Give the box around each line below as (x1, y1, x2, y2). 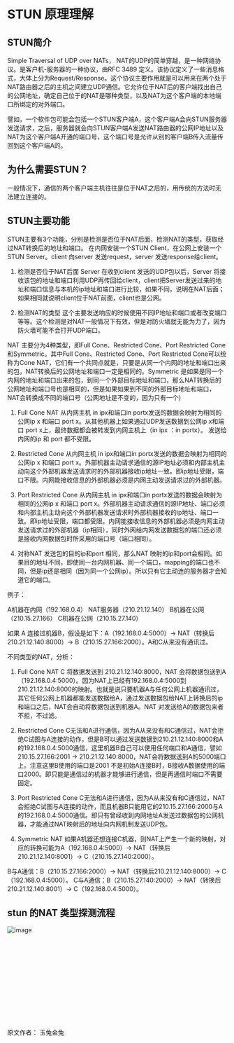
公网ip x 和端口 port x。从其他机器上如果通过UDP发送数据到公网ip (17, 417, 207, 425)
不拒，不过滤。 (17, 711, 61, 719)
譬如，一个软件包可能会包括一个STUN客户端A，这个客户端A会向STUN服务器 (7, 115, 228, 123)
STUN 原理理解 (7, 6, 94, 22)
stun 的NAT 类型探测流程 (7, 907, 115, 919)
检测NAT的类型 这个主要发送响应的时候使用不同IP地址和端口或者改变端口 (17, 308, 227, 317)
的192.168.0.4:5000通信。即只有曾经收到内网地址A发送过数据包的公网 (17, 810, 218, 820)
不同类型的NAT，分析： (7, 652, 75, 661)
